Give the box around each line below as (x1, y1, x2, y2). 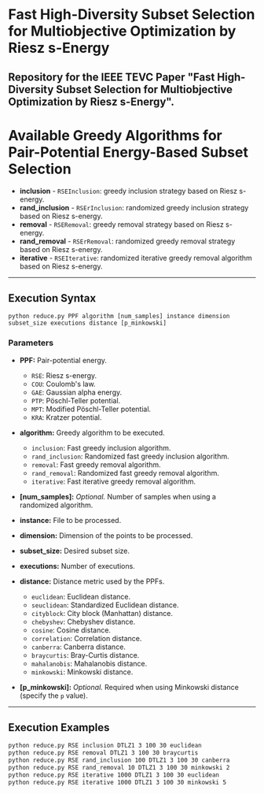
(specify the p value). (19, 691, 88, 700)
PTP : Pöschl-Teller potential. (31, 395, 121, 405)
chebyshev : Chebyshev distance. (31, 617, 136, 626)
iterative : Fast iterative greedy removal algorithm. (31, 477, 196, 486)
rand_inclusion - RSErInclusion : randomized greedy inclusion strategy (19, 202, 249, 212)
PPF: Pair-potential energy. (19, 355, 108, 365)
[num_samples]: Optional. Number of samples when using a (19, 492, 216, 501)
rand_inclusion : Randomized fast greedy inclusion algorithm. (31, 451, 229, 461)
